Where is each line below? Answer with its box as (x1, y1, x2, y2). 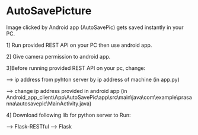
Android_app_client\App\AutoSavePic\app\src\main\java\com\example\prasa (6, 94, 193, 101)
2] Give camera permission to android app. (6, 53, 111, 60)
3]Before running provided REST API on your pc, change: (6, 64, 146, 72)
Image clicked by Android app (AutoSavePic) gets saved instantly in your (6, 24, 184, 31)
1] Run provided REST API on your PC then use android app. (6, 41, 152, 49)
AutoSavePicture (6, 4, 92, 18)
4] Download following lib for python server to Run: (6, 111, 131, 118)
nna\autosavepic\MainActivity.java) (6, 99, 92, 107)
